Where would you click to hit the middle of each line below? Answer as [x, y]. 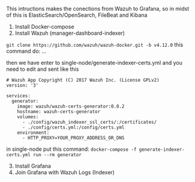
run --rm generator [57, 155]
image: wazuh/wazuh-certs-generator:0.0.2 [71, 106]
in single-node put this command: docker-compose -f [71, 149]
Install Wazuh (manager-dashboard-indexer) [70, 33]
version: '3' [22, 85]
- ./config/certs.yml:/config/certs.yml [73, 127]
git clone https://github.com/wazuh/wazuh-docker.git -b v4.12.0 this [95, 45]
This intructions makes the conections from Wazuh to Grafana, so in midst [98, 9]
